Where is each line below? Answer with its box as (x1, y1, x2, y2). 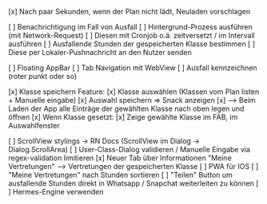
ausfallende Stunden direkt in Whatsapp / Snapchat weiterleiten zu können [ (8, 178, 259, 188)
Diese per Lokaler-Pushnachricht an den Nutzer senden (8, 48, 192, 57)
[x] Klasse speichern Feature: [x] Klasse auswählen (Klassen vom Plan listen (8, 87, 260, 96)
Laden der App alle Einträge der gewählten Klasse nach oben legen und (8, 104, 245, 113)
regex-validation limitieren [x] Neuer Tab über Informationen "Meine (8, 153, 232, 163)
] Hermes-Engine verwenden (8, 187, 104, 196)
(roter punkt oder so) (8, 72, 78, 80)
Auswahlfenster (8, 121, 60, 130)
